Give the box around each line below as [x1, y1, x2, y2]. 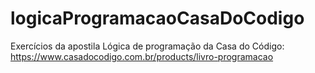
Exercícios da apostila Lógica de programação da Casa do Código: [10, 40, 285, 52]
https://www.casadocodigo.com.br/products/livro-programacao [10, 50, 274, 62]
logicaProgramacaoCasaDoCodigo [10, 7, 305, 30]
